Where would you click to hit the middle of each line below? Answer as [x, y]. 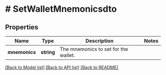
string [48, 52]
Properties [22, 27]
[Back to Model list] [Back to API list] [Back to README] [62, 67]
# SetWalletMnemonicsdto [61, 9]
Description [100, 41]
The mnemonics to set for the [94, 49]
